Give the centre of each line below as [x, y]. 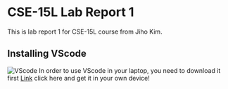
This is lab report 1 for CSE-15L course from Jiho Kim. [85, 32]
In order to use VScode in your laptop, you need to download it [129, 70]
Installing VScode [47, 54]
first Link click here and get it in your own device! [78, 78]
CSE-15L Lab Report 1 [71, 12]
